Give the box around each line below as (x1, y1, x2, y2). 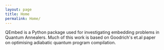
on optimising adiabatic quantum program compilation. (5, 40, 116, 46)
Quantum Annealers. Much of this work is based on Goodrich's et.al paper (5, 34, 156, 40)
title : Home (5, 12, 30, 17)
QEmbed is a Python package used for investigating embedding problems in (5, 30, 160, 35)
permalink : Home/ (5, 16, 41, 21)
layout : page (5, 7, 32, 12)
